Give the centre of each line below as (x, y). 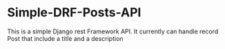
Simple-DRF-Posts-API (74, 13)
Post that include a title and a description (65, 38)
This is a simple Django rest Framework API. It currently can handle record (113, 31)
